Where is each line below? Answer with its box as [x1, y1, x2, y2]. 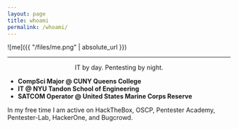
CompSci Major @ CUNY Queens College [17, 77, 142, 86]
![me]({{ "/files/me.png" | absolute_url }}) [7, 43, 127, 52]
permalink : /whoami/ [7, 23, 69, 30]
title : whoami [7, 17, 50, 24]
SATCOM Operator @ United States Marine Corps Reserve [17, 92, 193, 101]
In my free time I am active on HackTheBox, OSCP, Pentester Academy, [7, 106, 216, 114]
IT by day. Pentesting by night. [74, 63, 164, 72]
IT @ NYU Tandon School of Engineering [17, 84, 140, 93]
